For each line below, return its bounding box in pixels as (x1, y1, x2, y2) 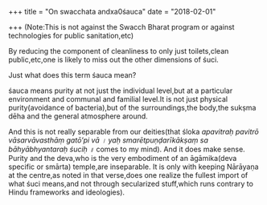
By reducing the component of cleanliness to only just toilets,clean (8, 46, 229, 55)
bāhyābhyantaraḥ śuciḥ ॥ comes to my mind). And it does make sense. (8, 144, 245, 154)
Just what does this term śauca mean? (8, 70, 137, 79)
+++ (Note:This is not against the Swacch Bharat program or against (8, 22, 235, 31)
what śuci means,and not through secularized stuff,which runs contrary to (8, 179, 253, 188)
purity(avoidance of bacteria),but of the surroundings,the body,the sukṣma (8, 103, 257, 112)
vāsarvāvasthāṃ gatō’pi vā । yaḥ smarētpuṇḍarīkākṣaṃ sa (8, 135, 209, 145)
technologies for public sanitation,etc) (8, 31, 134, 40)
